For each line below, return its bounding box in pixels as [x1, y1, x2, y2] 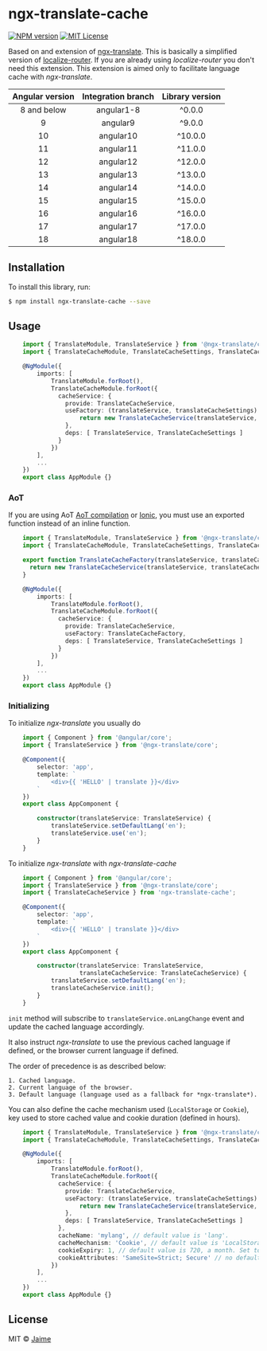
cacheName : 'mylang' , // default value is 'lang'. [58, 1232, 229, 1239]
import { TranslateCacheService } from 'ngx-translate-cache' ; [22, 889, 237, 897]
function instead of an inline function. [8, 519, 131, 528]
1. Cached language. [8, 1076, 77, 1084]
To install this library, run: [8, 282, 91, 292]
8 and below [20, 104, 67, 116]
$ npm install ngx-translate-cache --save [8, 297, 151, 305]
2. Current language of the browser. [8, 1083, 133, 1091]
